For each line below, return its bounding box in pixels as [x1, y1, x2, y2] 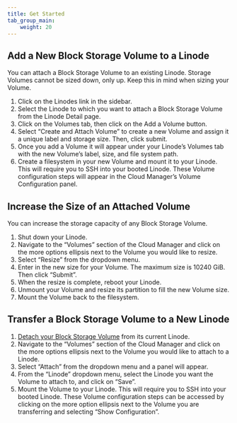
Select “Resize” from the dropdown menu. [17, 255, 141, 264]
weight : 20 [20, 23, 52, 30]
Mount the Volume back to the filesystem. [17, 293, 139, 301]
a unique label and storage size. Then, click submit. [17, 135, 168, 144]
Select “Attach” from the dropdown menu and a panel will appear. [17, 362, 209, 371]
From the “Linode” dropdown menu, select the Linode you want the [17, 369, 214, 378]
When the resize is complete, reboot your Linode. [17, 278, 162, 286]
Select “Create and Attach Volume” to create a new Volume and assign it [17, 127, 229, 136]
